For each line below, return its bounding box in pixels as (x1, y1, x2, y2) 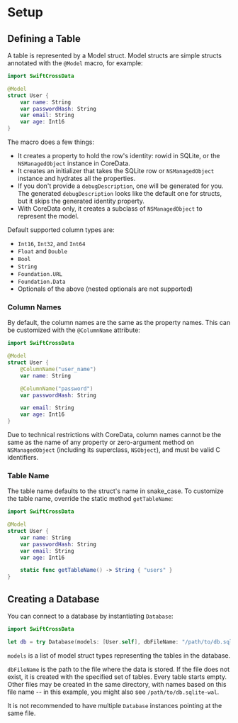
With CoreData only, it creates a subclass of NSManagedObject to (17, 204, 203, 213)
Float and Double (17, 247, 68, 255)
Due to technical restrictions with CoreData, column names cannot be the (7, 431, 222, 439)
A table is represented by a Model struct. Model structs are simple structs (7, 51, 222, 60)
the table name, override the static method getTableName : (7, 495, 174, 503)
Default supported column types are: (7, 226, 115, 234)
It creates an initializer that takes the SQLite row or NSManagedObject (17, 167, 215, 175)
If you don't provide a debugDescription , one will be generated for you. (17, 182, 224, 190)
